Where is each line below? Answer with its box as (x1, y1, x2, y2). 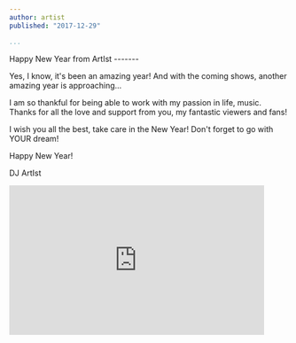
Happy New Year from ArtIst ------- (9, 53, 139, 64)
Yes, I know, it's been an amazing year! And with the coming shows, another (9, 70, 288, 81)
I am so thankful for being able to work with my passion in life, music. (9, 97, 262, 107)
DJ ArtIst (9, 168, 42, 178)
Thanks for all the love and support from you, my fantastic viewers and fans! (9, 106, 288, 117)
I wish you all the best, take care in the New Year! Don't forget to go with (9, 123, 274, 134)
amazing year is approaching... (9, 80, 122, 90)
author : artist (9, 12, 66, 22)
